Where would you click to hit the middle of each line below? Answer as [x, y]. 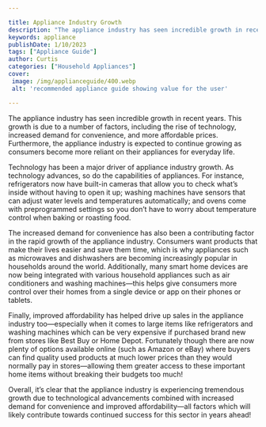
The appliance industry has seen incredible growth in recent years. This [125, 118]
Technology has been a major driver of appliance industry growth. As [121, 167]
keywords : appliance [42, 37]
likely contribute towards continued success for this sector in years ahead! [130, 414]
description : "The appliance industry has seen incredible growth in [125, 30]
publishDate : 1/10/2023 [47, 44]
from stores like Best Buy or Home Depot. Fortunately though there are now [131, 340]
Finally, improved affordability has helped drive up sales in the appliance [126, 315]
